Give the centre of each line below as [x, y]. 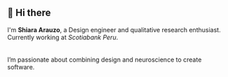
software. [21, 66]
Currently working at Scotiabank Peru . [63, 37]
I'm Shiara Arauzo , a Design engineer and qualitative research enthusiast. [114, 29]
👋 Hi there [29, 13]
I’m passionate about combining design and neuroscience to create [105, 59]
